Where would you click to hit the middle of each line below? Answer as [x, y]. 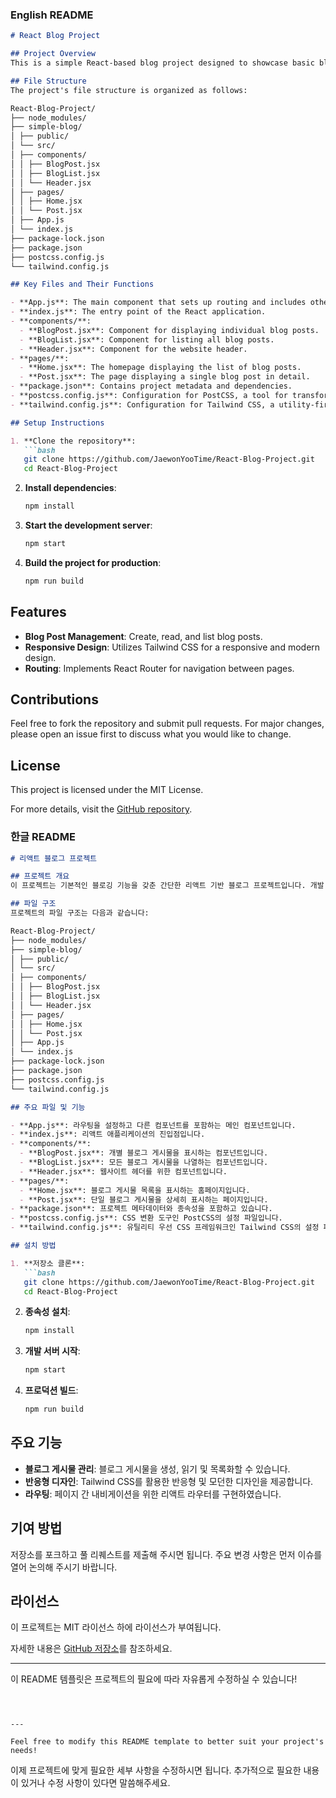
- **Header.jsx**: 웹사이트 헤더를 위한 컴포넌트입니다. [123, 1171]
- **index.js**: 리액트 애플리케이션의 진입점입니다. [108, 1134]
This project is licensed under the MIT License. [107, 790]
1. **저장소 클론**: [48, 1263]
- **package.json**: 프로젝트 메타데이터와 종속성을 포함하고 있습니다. [141, 1209]
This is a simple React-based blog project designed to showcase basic [162, 63]
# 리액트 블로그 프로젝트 [54, 858]
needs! [24, 1751]
